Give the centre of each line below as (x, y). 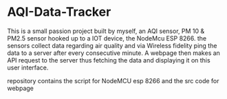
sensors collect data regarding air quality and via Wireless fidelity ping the (112, 45)
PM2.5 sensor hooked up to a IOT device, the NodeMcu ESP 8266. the (107, 38)
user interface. (28, 67)
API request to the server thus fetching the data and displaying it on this (109, 60)
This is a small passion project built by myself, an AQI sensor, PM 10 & (106, 31)
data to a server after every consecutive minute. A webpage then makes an (113, 53)
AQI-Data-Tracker (59, 12)
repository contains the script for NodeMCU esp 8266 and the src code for (113, 80)
